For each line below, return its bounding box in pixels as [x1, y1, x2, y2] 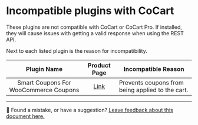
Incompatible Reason [123, 65, 184, 73]
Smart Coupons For [17, 78, 72, 86]
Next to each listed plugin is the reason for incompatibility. [6, 47, 147, 54]
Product [87, 61, 111, 69]
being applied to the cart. [118, 86, 189, 94]
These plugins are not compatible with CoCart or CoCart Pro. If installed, [6, 23, 183, 31]
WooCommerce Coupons [9, 86, 80, 94]
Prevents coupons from [118, 78, 184, 86]
